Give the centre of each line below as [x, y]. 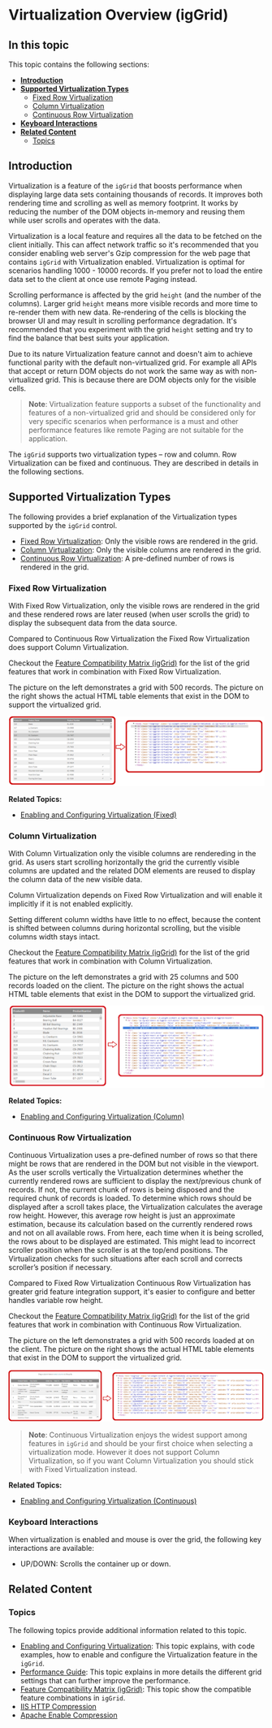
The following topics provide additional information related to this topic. [127, 1630]
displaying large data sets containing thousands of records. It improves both [136, 194]
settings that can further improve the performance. [105, 1680]
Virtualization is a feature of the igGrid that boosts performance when [125, 185]
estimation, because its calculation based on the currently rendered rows [131, 1223]
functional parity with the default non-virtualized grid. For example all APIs [133, 362]
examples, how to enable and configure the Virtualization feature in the [139, 1654]
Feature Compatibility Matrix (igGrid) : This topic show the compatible [136, 1689]
